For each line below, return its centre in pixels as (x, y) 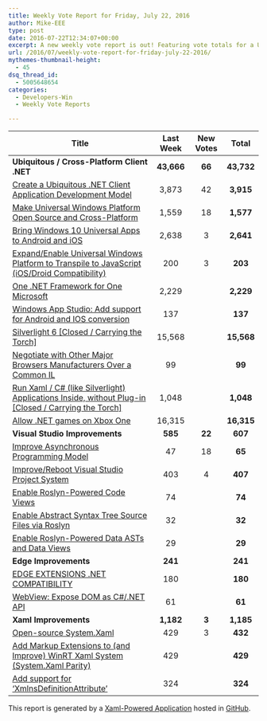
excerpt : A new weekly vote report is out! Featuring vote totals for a (131, 45)
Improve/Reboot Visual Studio (68, 469)
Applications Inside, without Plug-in (79, 398)
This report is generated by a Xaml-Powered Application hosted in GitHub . (130, 708)
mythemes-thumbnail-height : (55, 61)
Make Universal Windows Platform (76, 208)
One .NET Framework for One (68, 286)
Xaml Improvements (51, 620)
